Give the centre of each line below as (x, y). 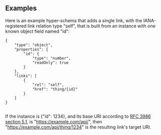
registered (16, 26)
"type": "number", (51, 58)
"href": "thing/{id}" (55, 89)
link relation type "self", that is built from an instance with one (91, 26)
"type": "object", (34, 45)
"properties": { (32, 49)
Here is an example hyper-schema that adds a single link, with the (74, 20)
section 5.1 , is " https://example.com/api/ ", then (54, 121)
